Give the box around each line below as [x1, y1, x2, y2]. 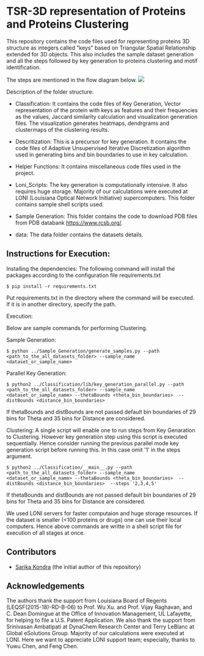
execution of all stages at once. [6, 529, 86, 537]
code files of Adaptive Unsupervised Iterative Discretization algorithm [15, 144, 191, 151]
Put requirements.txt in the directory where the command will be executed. [6, 294, 195, 301]
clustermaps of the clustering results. [15, 126, 110, 133]
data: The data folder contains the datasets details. [15, 231, 144, 238]
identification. [6, 63, 41, 71]
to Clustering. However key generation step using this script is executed [6, 433, 188, 440]
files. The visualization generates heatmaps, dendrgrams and [15, 119, 170, 127]
